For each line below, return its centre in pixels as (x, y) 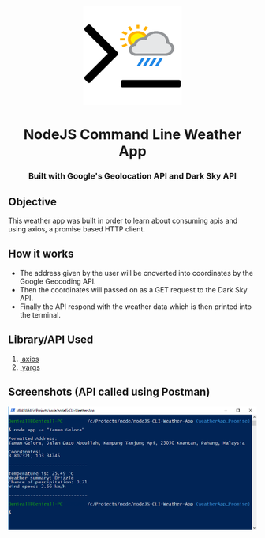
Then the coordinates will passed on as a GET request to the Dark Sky (133, 289)
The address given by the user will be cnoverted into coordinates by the (136, 273)
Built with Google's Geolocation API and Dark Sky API (132, 176)
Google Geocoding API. (58, 281)
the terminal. (40, 314)
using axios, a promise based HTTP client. (77, 229)
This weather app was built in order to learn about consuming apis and (123, 220)
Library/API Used (51, 340)
